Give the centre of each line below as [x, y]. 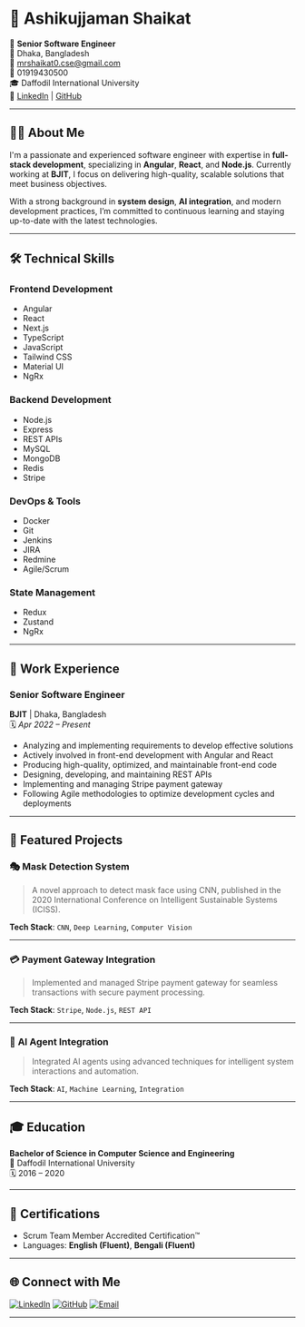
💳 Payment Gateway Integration [83, 959]
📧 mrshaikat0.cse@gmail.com [65, 63]
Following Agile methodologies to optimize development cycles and [148, 794]
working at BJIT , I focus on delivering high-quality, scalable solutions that [147, 174]
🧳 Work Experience [64, 668]
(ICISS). [46, 909]
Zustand [38, 622]
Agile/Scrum [46, 569]
